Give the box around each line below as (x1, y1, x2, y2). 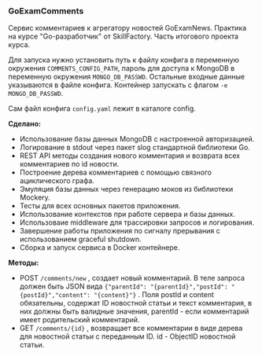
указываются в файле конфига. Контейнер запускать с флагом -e (8, 80, 228, 90)
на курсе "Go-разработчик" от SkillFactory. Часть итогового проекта (8, 31, 238, 41)
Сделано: (8, 119, 42, 129)
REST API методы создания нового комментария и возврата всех (19, 151, 241, 160)
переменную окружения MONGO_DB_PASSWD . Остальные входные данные (8, 72, 245, 82)
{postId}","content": (19, 292, 90, 299)
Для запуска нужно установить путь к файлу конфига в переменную (8, 55, 240, 64)
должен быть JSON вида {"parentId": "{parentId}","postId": (19, 281, 228, 292)
